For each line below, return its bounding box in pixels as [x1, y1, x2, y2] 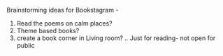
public [16, 41, 35, 49]
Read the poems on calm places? [16, 19, 113, 27]
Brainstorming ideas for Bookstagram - [6, 6, 119, 14]
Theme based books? [16, 27, 80, 35]
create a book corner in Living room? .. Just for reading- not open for [16, 34, 216, 42]
